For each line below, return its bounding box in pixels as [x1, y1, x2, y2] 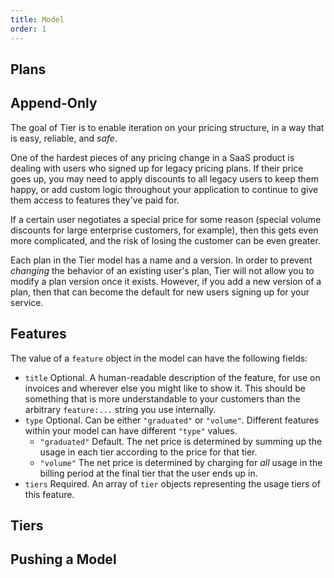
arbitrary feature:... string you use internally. [24, 403, 217, 415]
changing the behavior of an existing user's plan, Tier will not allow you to [10, 264, 315, 276]
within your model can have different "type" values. [24, 424, 238, 436]
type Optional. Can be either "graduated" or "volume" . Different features [24, 414, 320, 426]
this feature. [24, 488, 75, 500]
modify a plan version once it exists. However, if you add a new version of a [10, 275, 322, 287]
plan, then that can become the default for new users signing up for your [10, 286, 310, 298]
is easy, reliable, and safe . [10, 132, 118, 144]
